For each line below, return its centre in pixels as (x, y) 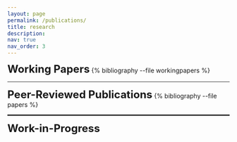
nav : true (22, 40)
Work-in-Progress (54, 128)
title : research (31, 27)
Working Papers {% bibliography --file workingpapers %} (109, 69)
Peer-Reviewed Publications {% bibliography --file (112, 95)
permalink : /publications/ (47, 20)
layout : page (26, 14)
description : (26, 33)
